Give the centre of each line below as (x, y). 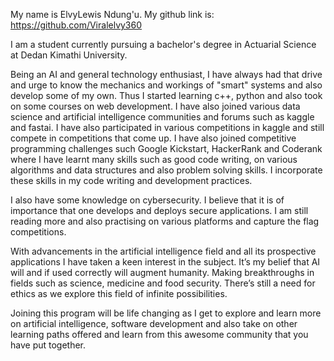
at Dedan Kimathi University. (69, 55)
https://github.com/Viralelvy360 (76, 25)
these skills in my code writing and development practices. (131, 180)
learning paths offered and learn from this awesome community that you (159, 334)
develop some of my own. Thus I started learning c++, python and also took (166, 95)
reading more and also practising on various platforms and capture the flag (165, 221)
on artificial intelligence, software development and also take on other (154, 323)
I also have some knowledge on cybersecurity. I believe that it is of (147, 200)
